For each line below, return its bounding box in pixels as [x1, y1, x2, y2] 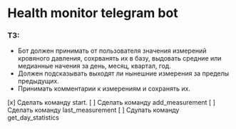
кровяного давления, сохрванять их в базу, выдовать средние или [17, 54, 222, 63]
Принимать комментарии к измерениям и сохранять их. [17, 84, 191, 93]
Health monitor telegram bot [7, 5, 178, 21]
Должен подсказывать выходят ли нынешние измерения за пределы [17, 69, 230, 78]
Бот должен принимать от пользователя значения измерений [17, 46, 207, 55]
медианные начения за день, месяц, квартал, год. [17, 62, 171, 71]
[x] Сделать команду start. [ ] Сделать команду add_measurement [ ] [7, 98, 216, 107]
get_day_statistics [7, 113, 59, 122]
